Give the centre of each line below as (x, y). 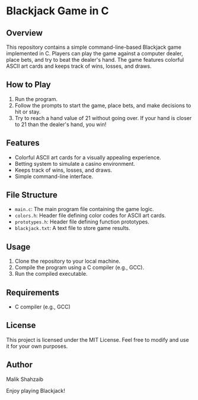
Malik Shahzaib (25, 379)
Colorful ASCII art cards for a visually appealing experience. (88, 157)
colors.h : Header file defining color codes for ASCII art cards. (90, 216)
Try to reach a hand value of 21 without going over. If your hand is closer (103, 118)
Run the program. (36, 99)
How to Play (29, 85)
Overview (25, 33)
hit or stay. (28, 112)
